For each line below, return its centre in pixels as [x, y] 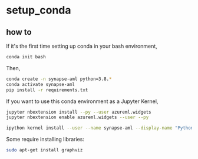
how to [19, 32]
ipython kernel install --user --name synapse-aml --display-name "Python [100, 128]
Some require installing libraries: [45, 140]
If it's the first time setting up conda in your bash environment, [82, 46]
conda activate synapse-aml [41, 84]
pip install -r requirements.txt [47, 90]
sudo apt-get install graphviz [44, 150]
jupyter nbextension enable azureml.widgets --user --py [77, 117]
